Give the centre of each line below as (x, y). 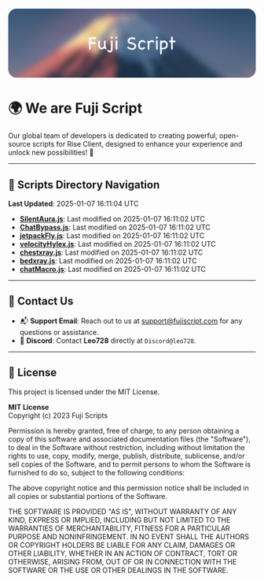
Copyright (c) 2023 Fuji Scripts (58, 415)
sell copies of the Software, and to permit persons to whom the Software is (130, 464)
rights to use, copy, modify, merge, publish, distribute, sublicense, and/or (126, 456)
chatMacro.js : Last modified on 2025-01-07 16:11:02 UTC (113, 270)
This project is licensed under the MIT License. (84, 392)
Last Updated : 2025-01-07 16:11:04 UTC (73, 204)
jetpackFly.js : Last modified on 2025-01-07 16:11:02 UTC (112, 236)
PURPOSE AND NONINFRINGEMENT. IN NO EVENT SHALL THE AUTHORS (129, 536)
